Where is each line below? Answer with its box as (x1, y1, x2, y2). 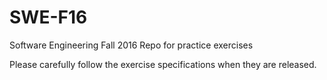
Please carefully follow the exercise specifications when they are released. (9, 58, 317, 70)
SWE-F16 (9, 6, 88, 29)
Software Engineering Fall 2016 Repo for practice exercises (9, 39, 254, 51)
